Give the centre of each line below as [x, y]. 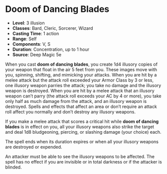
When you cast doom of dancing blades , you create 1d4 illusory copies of [82, 64]
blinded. [13, 167]
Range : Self [24, 39]
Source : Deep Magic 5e [37, 54]
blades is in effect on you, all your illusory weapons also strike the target [80, 127]
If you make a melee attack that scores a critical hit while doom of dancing [82, 121]
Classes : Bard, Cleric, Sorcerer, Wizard [53, 28]
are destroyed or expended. [34, 147]
